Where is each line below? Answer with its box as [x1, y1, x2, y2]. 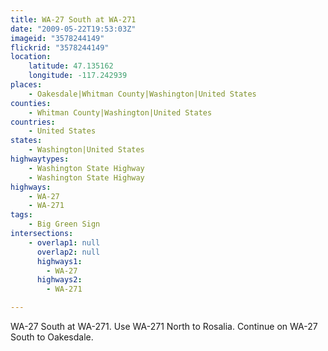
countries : [10, 117, 56, 127]
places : [10, 80, 43, 90]
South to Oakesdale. [10, 331, 94, 343]
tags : [10, 210, 33, 220]
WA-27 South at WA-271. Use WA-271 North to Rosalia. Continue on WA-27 [10, 321, 318, 332]
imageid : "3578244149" [10, 33, 105, 43]
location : [10, 52, 52, 62]
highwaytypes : [10, 154, 70, 164]
